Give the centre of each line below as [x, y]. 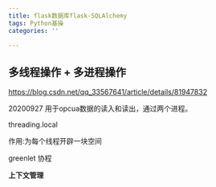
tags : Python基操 [36, 23]
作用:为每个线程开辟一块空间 [55, 141]
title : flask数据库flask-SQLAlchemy [68, 16]
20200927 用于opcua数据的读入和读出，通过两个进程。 [100, 108]
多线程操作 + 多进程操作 [67, 72]
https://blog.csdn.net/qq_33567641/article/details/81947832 [108, 92]
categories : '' [34, 30]
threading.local [33, 124]
